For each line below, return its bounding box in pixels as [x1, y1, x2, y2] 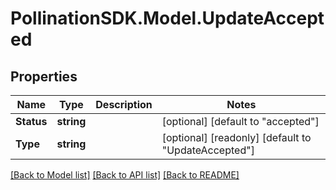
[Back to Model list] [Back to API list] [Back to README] [10, 169, 240, 181]
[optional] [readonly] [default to [161, 131, 312, 144]
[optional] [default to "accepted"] [161, 115, 320, 128]
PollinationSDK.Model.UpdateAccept [10, 7, 325, 30]
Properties [10, 68, 78, 85]
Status [15, 115, 48, 128]
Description [95, 98, 153, 111]
